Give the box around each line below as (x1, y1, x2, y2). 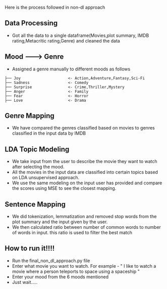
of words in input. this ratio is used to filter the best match (12, 230, 132, 236)
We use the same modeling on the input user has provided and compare (12, 180, 162, 186)
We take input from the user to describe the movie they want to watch (12, 158, 157, 164)
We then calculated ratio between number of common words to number (12, 224, 161, 230)
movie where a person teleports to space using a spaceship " (12, 268, 140, 274)
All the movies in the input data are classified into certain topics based (12, 169, 158, 175)
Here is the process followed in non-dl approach (5, 5, 105, 10)
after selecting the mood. (12, 164, 65, 170)
